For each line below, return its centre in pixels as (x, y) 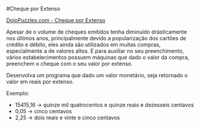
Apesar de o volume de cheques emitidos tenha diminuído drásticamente (97, 32)
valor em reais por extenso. (40, 81)
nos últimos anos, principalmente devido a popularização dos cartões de (96, 38)
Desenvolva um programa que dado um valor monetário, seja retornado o (97, 75)
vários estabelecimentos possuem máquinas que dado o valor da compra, (98, 57)
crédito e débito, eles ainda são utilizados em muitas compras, (83, 45)
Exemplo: (18, 93)
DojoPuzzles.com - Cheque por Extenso (56, 20)
